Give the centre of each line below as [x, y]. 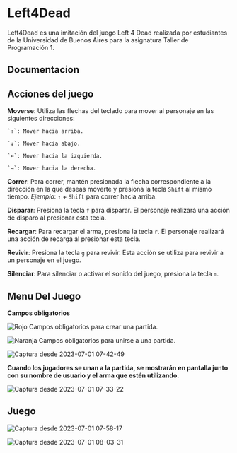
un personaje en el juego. [44, 260]
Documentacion [44, 70]
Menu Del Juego [44, 296]
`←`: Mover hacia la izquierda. [55, 156]
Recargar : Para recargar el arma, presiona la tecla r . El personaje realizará [116, 232]
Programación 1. [31, 47]
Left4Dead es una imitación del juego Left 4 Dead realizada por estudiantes [117, 33]
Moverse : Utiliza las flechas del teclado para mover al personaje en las [111, 111]
